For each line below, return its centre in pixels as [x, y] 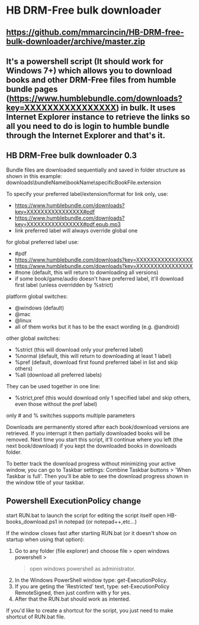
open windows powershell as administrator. [82, 568]
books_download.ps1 [32, 521]
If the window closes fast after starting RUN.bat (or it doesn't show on [91, 533]
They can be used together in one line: [53, 386]
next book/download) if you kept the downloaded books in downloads [92, 446]
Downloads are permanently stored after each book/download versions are [98, 427]
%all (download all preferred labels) [58, 375]
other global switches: [33, 338]
